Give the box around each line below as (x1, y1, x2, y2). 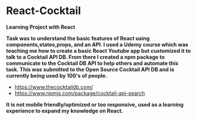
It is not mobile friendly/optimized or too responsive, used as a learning (6, 101, 184, 108)
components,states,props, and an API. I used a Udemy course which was (6, 41, 189, 48)
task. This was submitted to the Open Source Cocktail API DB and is (6, 66, 175, 73)
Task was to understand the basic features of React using (6, 35, 150, 42)
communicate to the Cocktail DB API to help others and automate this (6, 60, 179, 67)
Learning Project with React (6, 23, 75, 30)
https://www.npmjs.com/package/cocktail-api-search (14, 90, 145, 97)
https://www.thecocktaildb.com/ (14, 83, 93, 90)
